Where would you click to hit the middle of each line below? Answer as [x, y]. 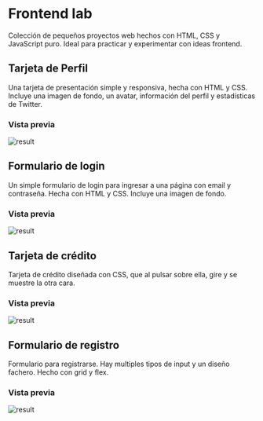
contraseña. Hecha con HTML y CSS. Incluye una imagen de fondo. [117, 193]
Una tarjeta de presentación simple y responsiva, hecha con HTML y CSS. [128, 87]
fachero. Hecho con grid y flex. [58, 372]
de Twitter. [26, 104]
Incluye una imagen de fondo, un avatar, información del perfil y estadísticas [132, 96]
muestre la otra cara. [42, 283]
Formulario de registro [64, 345]
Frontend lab [50, 14]
